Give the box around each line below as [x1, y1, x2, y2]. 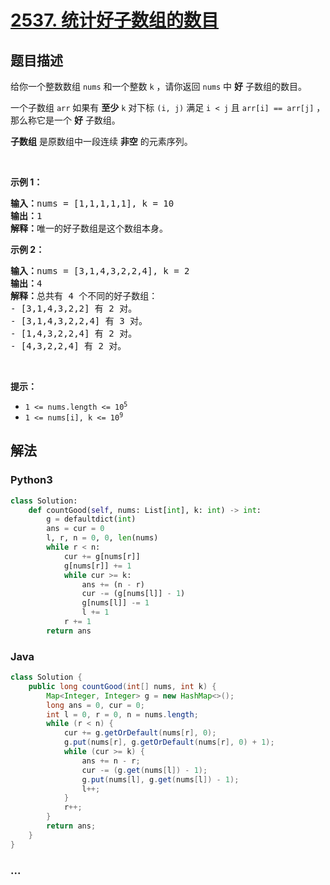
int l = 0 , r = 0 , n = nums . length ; [46, 709, 199, 720]
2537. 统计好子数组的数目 [10, 9, 220, 32]
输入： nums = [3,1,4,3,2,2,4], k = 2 [10, 266, 190, 276]
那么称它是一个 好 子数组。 [10, 114, 121, 126]
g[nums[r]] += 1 [63, 561, 132, 571]
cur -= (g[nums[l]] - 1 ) [81, 589, 186, 599]
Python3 [10, 473, 53, 487]
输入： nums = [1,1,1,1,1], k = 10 [10, 198, 175, 209]
